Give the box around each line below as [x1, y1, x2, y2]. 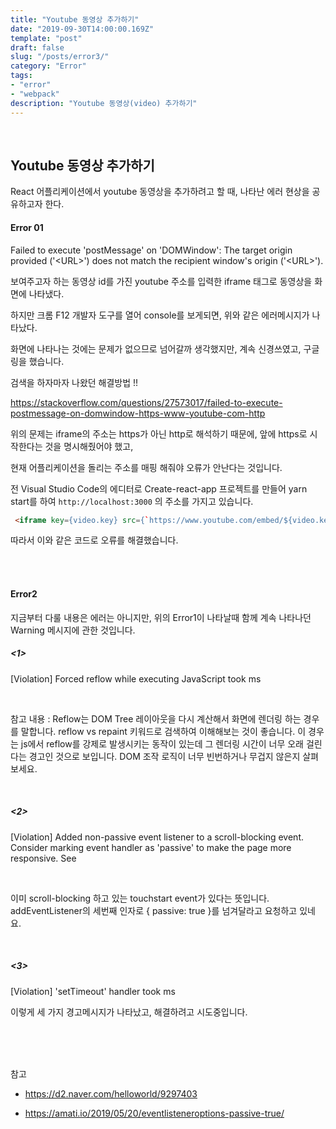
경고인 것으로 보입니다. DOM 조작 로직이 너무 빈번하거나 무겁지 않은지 [28, 750, 301, 762]
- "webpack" [10, 89, 60, 99]
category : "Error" [10, 61, 87, 71]
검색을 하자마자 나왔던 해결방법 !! [10, 376, 139, 388]
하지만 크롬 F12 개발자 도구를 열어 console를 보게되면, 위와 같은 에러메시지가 [10, 309, 310, 321]
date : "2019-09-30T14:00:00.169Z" [10, 24, 155, 34]
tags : [10, 71, 33, 81]
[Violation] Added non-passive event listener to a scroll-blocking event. [10, 831, 304, 843]
